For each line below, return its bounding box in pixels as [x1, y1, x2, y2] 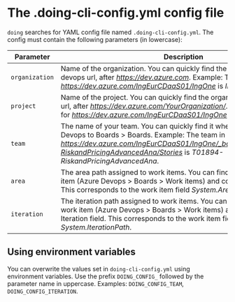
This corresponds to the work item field [60, 185, 190, 195]
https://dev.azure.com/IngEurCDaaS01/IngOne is [60, 81, 224, 91]
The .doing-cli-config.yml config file [7, 5, 225, 21]
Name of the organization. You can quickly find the [60, 63, 227, 73]
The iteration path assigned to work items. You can [60, 196, 227, 206]
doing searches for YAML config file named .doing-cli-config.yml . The [7, 28, 214, 36]
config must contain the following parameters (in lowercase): [7, 35, 183, 43]
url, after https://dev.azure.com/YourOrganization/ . [60, 101, 228, 111]
